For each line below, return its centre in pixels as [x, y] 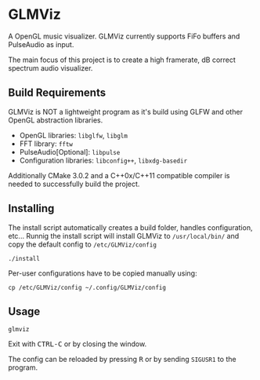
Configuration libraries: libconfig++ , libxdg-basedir [103, 160]
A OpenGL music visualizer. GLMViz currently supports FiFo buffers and [124, 36]
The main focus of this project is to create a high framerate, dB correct [122, 60]
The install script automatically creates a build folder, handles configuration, [130, 227]
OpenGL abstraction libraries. [56, 120]
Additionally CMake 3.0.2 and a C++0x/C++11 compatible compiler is [119, 175]
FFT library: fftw [46, 144]
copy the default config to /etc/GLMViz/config [82, 244]
